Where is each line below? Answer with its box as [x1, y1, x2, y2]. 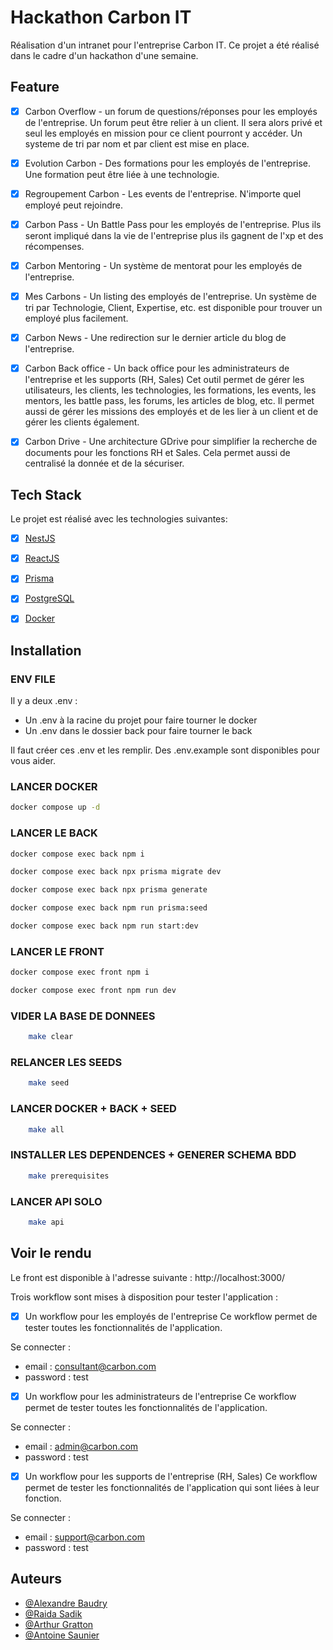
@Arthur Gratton [24, 1618, 94, 1630]
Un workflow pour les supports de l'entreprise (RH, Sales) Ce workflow [24, 1470, 318, 1482]
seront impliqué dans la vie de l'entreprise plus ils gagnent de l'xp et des [24, 230, 324, 241]
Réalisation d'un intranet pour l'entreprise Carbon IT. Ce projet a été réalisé [10, 39, 320, 51]
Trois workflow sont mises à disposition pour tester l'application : [10, 1291, 279, 1303]
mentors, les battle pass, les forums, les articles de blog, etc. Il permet [24, 395, 315, 407]
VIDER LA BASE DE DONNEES [10, 1009, 156, 1023]
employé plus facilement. [24, 312, 129, 325]
